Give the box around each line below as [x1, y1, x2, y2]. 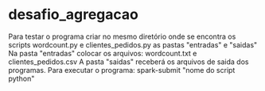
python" [8, 74, 35, 83]
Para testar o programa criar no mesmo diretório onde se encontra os [8, 32, 236, 41]
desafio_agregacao [8, 6, 139, 24]
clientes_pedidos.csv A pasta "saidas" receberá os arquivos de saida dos [8, 57, 249, 66]
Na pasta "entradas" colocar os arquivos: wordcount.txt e [8, 48, 197, 58]
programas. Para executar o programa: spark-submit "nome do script [8, 65, 236, 74]
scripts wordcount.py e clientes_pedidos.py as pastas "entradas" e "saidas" [8, 40, 258, 49]
